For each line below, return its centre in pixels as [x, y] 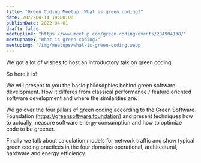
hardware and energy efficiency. [46, 153]
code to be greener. [31, 129]
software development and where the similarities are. [72, 98]
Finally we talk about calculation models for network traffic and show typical [100, 140]
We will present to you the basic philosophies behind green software [91, 85]
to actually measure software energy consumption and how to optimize [94, 122]
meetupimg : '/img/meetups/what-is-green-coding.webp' [75, 46]
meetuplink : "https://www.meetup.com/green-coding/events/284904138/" [96, 34]
